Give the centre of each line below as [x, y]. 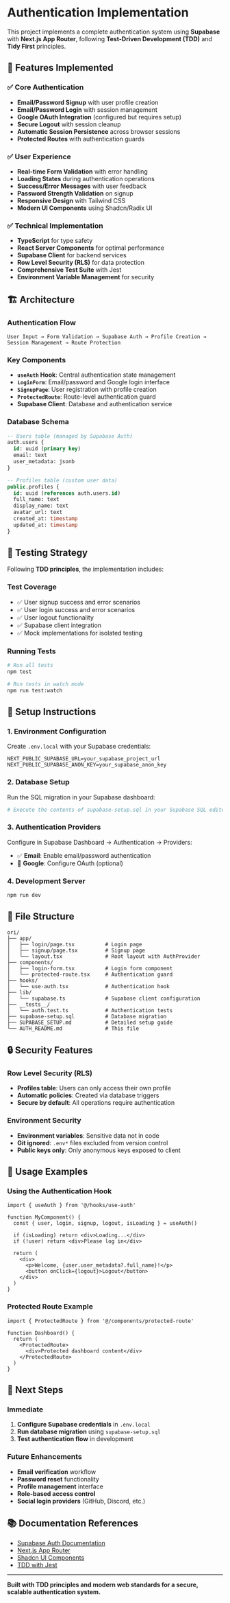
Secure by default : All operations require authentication [96, 1103]
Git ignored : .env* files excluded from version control [92, 1143]
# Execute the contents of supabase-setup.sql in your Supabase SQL [107, 810]
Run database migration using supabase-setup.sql [89, 1431]
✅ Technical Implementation [55, 226]
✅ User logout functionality [55, 617]
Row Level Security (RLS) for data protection [81, 263]
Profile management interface [60, 1486]
